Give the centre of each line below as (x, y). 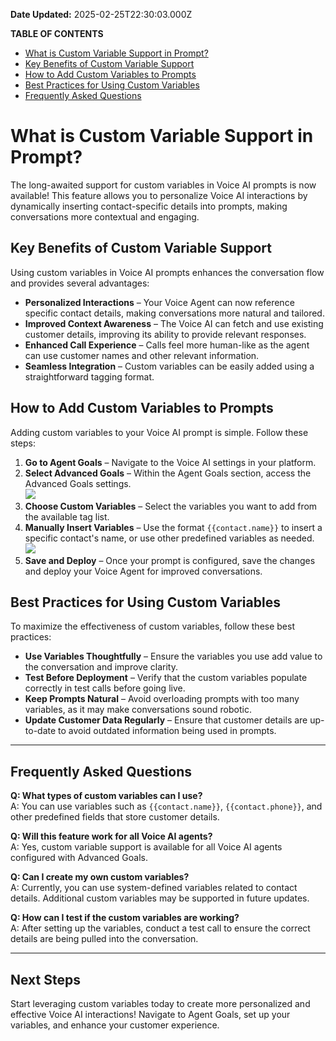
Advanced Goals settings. (78, 483)
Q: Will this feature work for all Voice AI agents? (111, 836)
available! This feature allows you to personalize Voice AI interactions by (159, 195)
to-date (40, 731)
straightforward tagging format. (89, 376)
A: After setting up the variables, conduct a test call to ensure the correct (160, 928)
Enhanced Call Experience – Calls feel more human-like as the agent (167, 345)
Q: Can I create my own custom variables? (100, 877)
